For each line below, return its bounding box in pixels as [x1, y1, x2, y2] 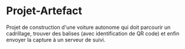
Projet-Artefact [6, 4, 83, 18]
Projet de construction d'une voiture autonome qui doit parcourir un [6, 24, 171, 31]
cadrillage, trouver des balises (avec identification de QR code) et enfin [6, 30, 180, 37]
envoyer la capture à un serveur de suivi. [6, 36, 106, 43]
